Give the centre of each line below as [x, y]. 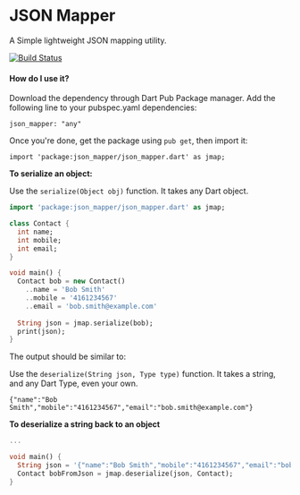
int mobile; [40, 240]
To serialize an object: [51, 174]
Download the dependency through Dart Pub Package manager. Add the [142, 98]
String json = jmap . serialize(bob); [85, 323]
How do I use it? [39, 78]
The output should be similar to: [68, 357]
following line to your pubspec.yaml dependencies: [103, 107]
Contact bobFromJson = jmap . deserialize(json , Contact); [125, 474]
